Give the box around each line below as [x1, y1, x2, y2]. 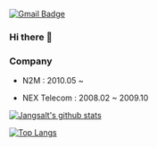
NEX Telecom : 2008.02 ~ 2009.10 [21, 92, 149, 103]
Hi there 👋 [9, 30, 54, 43]
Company [9, 55, 53, 67]
